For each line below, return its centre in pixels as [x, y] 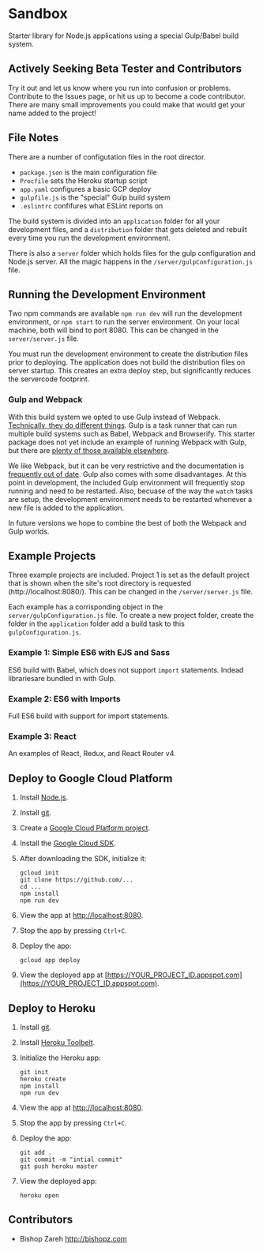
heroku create [43, 1079]
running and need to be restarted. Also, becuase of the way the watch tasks [131, 491]
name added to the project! [53, 113]
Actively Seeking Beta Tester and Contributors [125, 69]
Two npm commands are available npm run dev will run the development [125, 313]
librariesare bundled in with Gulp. [62, 678]
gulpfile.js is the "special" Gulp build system [95, 197]
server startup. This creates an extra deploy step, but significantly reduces [130, 371]
